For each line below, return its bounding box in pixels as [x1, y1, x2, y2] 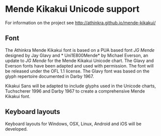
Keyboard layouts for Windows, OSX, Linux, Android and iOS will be [5, 121, 141, 127]
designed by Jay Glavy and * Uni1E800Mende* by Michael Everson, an [5, 52, 149, 58]
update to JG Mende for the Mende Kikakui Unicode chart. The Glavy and [5, 58, 154, 64]
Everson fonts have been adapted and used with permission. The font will [5, 63, 154, 68]
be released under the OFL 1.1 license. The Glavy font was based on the [5, 68, 150, 74]
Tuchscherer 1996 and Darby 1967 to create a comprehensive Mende [5, 88, 145, 94]
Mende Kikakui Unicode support [5, 3, 140, 15]
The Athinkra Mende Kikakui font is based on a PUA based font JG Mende [5, 47, 155, 53]
